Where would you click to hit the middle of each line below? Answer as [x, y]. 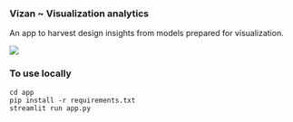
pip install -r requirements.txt [73, 100]
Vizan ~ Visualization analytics [79, 14]
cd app [22, 92]
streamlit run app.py [50, 108]
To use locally [41, 73]
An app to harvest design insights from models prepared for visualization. [146, 33]
